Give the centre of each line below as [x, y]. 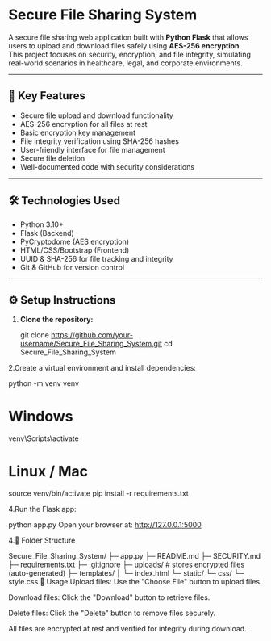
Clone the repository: [56, 320]
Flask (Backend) [47, 233]
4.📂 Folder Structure [42, 540]
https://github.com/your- [92, 335]
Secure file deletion [52, 158]
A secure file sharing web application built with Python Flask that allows [128, 37]
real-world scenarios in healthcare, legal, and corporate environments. [126, 63]
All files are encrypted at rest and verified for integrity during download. [128, 629]
